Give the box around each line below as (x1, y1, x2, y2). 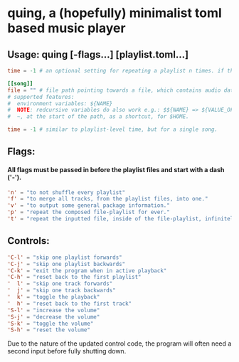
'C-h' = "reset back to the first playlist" (7, 274, 142, 281)
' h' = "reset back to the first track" (7, 300, 132, 307)
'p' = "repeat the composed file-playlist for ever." (7, 208, 171, 216)
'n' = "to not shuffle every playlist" (7, 188, 126, 196)
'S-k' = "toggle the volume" (7, 320, 94, 327)
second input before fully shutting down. (7, 347, 127, 356)
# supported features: (7, 93, 75, 100)
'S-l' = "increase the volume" (7, 307, 100, 314)
